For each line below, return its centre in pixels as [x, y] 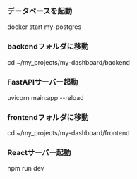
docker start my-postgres [44, 27]
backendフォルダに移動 [48, 47]
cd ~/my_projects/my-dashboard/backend [69, 62]
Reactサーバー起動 [39, 153]
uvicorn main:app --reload [46, 97]
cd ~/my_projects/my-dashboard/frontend [68, 133]
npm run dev [26, 168]
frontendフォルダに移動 [48, 117]
